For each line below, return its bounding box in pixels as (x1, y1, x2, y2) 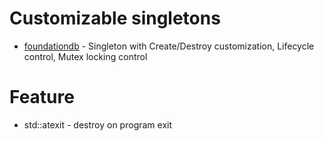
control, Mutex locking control (23, 50, 148, 62)
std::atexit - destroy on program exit (23, 118, 173, 131)
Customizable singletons (9, 7, 221, 30)
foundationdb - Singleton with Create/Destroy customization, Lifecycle (23, 40, 315, 52)
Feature (9, 86, 75, 109)
